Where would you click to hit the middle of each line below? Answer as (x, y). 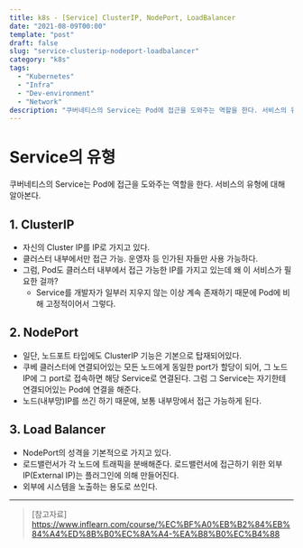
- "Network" (40, 102)
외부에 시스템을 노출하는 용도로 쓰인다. (90, 486)
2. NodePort (44, 333)
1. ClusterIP (42, 224)
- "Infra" (36, 85)
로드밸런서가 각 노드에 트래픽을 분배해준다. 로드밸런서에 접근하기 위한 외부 (152, 464)
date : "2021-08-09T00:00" (58, 26)
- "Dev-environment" (56, 93)
